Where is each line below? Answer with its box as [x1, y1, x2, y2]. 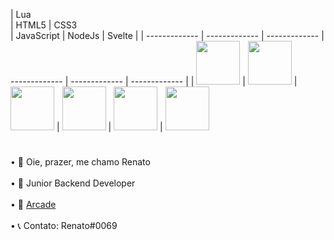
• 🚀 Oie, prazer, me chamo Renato [10, 156, 151, 168]
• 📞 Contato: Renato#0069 [10, 220, 118, 232]
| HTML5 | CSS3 [10, 19, 78, 31]
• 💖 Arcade [10, 199, 57, 211]
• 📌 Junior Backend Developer [10, 177, 136, 189]
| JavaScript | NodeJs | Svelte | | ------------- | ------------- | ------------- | [10, 30, 325, 41]
